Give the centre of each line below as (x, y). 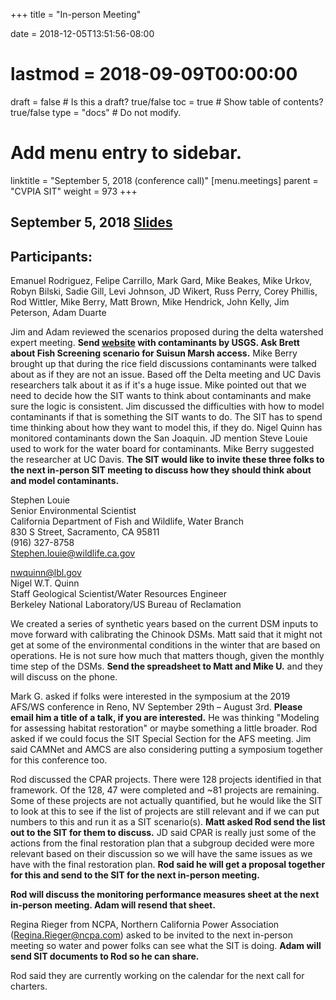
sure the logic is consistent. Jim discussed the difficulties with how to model (167, 406)
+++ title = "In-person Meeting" (76, 14)
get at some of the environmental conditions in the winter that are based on (165, 645)
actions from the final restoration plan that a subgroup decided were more (162, 843)
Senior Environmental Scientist (73, 511)
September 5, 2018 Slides (91, 222)
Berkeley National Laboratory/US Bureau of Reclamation (126, 605)
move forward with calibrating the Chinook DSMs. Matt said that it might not (166, 635)
